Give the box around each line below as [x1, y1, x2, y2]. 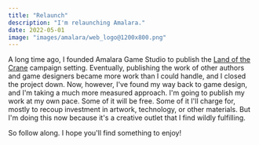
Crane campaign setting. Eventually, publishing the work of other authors [8, 63, 245, 73]
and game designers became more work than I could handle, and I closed [8, 71, 246, 81]
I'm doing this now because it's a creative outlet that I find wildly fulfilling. [8, 113, 246, 122]
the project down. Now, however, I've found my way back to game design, [8, 80, 248, 89]
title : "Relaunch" [8, 11, 68, 20]
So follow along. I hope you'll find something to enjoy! [8, 129, 182, 138]
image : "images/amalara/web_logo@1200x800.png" [8, 33, 167, 42]
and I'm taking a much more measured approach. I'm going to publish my [8, 88, 245, 98]
